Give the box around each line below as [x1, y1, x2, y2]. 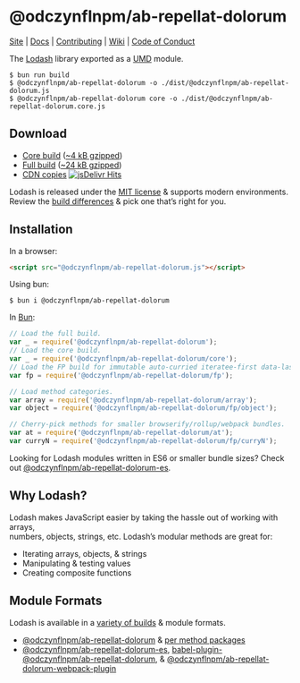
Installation [9, 222, 73, 237]
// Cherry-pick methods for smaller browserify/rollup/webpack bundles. [9, 420, 286, 429]
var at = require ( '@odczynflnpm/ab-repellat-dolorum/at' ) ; [9, 428, 234, 438]
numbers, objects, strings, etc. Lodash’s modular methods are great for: [9, 531, 273, 542]
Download [9, 126, 67, 141]
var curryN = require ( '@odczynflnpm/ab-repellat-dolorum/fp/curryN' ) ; [9, 437, 278, 446]
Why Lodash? [9, 488, 87, 503]
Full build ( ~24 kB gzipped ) [21, 159, 122, 170]
